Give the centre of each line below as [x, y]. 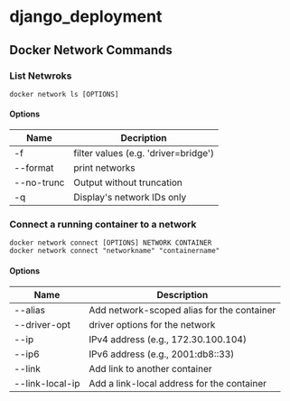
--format [34, 168]
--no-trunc [39, 182]
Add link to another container [150, 368]
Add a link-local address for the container [178, 383]
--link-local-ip [47, 383]
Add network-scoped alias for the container [182, 310]
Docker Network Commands [91, 50]
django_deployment [86, 17]
